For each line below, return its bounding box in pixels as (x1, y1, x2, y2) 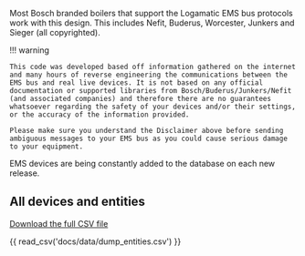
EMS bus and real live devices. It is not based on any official (9, 78, 263, 87)
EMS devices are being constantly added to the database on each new (9, 159, 276, 169)
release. (9, 168, 40, 179)
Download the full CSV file (9, 218, 109, 229)
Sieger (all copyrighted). (9, 27, 100, 37)
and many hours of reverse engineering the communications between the (9, 70, 288, 79)
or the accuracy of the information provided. (9, 110, 190, 119)
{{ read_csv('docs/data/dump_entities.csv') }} (9, 236, 182, 247)
